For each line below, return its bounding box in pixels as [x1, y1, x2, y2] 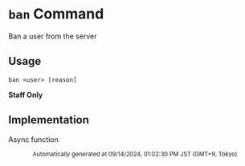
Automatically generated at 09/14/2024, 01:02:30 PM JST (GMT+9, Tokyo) [32, 150, 238, 158]
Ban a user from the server [8, 31, 97, 41]
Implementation [8, 113, 90, 127]
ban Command [8, 5, 104, 23]
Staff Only [8, 90, 43, 99]
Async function [8, 134, 59, 144]
